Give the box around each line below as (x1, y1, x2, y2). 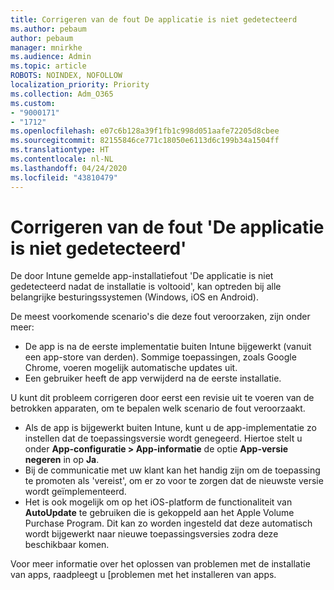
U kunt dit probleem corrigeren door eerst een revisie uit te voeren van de (10, 392, 315, 404)
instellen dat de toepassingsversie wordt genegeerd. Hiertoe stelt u (24, 432, 303, 445)
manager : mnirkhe (10, 42, 83, 53)
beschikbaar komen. (24, 539, 110, 551)
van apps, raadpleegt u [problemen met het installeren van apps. (10, 569, 277, 581)
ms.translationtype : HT (10, 145, 110, 155)
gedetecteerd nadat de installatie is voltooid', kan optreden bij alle (10, 281, 282, 293)
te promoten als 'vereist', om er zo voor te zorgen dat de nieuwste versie (24, 475, 324, 487)
